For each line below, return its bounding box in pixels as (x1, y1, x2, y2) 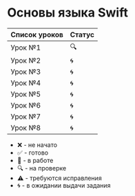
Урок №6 (10, 100, 41, 110)
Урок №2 (10, 55, 41, 65)
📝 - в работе (17, 156, 54, 164)
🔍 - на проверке (17, 164, 67, 172)
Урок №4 (10, 78, 41, 88)
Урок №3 (10, 67, 41, 77)
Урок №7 (10, 112, 41, 121)
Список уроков (10, 30, 63, 39)
